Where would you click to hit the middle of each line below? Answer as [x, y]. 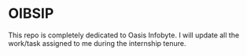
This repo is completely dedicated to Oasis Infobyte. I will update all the [124, 35]
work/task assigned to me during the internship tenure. [97, 43]
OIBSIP [31, 14]
